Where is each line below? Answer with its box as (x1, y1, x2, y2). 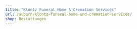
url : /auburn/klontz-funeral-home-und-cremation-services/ (5, 12, 132, 17)
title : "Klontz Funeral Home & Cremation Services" (5, 7, 116, 12)
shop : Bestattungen (5, 16, 47, 21)
